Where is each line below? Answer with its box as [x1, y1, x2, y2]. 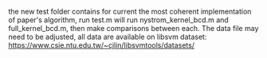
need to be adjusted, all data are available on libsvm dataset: [8, 32, 207, 41]
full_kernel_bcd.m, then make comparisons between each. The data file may [8, 24, 259, 33]
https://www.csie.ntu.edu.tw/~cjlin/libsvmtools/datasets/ [8, 41, 195, 50]
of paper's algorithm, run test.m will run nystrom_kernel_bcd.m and [8, 15, 229, 25]
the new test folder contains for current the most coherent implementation [8, 7, 252, 16]
